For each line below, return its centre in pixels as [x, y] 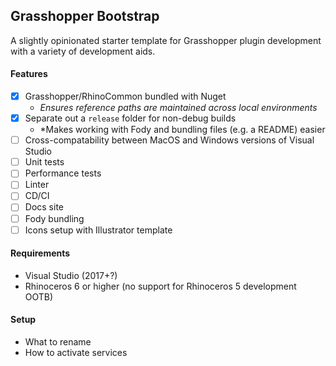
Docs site [44, 207]
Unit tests [44, 162]
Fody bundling [54, 218]
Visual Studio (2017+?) [71, 275]
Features [29, 74]
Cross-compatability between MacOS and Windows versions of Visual [169, 140]
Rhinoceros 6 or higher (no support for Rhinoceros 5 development [160, 286]
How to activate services [76, 353]
